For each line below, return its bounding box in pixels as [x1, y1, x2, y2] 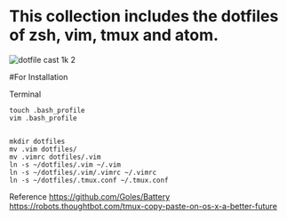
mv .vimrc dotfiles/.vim [9, 153, 101, 161]
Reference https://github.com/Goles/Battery [9, 191, 171, 201]
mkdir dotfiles [9, 137, 66, 145]
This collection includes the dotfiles [9, 6, 279, 27]
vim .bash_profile [9, 114, 77, 122]
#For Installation [9, 71, 68, 82]
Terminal [9, 89, 42, 99]
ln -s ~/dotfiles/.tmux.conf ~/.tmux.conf [9, 176, 169, 185]
